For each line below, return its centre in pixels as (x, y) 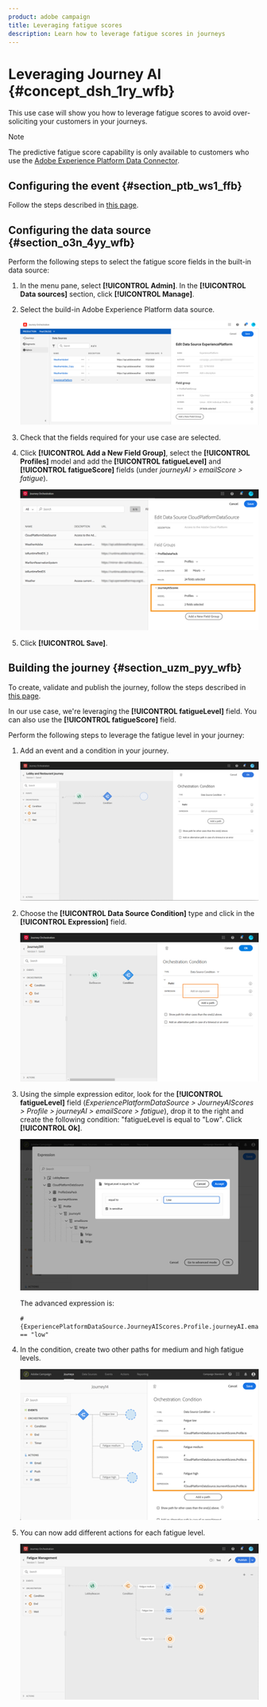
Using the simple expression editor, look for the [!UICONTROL (121, 1094)
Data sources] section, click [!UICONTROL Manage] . (107, 294)
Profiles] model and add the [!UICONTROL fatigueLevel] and (120, 461)
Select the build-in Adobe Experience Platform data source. (117, 309)
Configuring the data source (80, 230)
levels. (30, 1357)
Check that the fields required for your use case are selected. (120, 437)
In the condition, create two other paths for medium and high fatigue (132, 1349)
